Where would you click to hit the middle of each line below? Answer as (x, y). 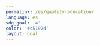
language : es (22, 17)
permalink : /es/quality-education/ (50, 12)
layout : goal (22, 34)
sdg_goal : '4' (23, 23)
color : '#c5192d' (27, 28)
